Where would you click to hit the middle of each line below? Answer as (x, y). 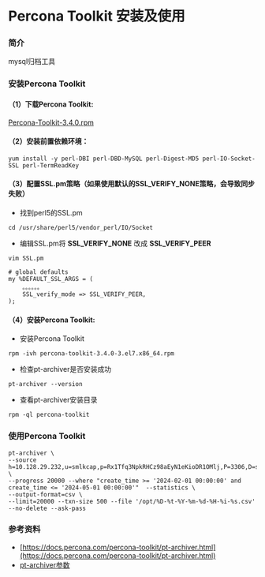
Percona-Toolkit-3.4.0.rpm (51, 122)
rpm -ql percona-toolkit (49, 415)
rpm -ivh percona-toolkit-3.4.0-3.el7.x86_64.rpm (91, 354)
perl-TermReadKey (51, 165)
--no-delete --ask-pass (47, 508)
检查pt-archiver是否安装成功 (65, 369)
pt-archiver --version (45, 384)
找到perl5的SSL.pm (51, 213)
